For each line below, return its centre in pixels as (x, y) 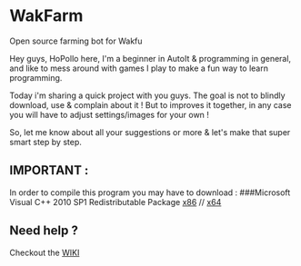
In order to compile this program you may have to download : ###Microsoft (150, 192)
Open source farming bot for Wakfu (76, 41)
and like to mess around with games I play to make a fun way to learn (139, 68)
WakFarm (46, 16)
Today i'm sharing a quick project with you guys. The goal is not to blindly (147, 95)
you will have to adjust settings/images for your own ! (109, 114)
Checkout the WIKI (45, 252)
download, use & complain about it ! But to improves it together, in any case (151, 104)
